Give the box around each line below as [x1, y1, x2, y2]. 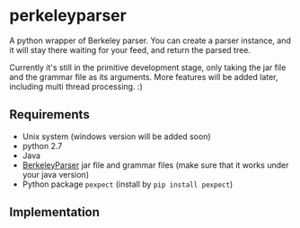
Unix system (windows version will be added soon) [22, 131, 211, 142]
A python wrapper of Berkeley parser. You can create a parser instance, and [9, 35, 292, 46]
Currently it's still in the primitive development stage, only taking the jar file [9, 62, 287, 73]
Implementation [9, 205, 101, 220]
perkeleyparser [9, 5, 128, 26]
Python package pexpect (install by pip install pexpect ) [22, 179, 234, 189]
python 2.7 [22, 140, 63, 151]
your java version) [22, 169, 90, 180]
